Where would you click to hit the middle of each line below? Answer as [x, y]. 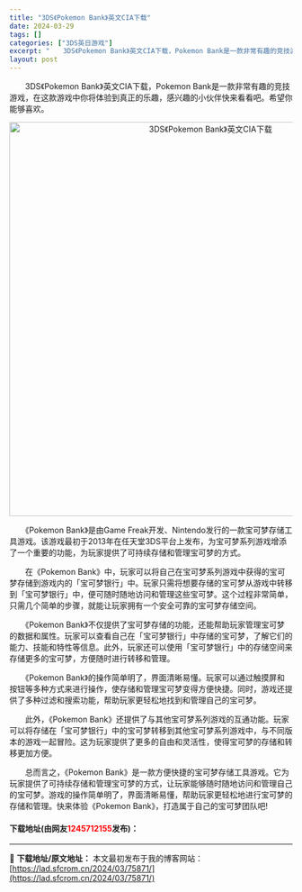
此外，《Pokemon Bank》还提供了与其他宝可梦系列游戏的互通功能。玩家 [157, 719]
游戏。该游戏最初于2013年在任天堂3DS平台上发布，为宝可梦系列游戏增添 [152, 541]
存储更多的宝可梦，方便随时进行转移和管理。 [92, 658]
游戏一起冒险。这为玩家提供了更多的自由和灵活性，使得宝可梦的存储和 [155, 742]
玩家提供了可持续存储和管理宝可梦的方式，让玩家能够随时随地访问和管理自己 [151, 783]
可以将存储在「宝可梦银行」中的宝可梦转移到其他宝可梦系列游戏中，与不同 [147, 730]
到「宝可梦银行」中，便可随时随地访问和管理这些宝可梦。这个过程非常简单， [151, 594]
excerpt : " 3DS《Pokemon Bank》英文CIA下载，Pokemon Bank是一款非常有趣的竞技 [150, 51]
